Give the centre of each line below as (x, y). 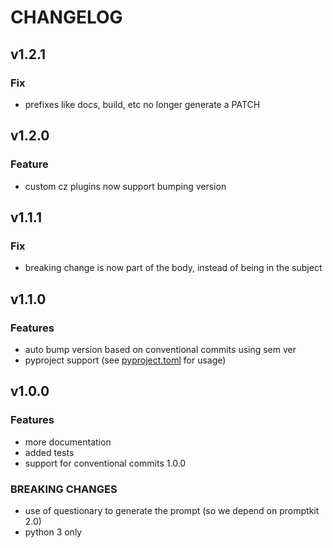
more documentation (68, 442)
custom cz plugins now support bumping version (125, 186)
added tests (49, 452)
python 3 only (53, 532)
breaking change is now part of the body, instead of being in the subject (173, 268)
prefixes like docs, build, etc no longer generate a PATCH (142, 104)
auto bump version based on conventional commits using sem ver (160, 349)
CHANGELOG (66, 17)
